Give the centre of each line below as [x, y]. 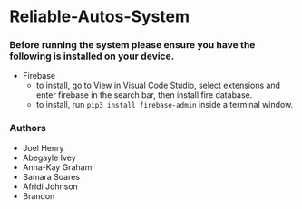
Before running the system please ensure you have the [132, 45]
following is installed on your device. [92, 56]
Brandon [39, 195]
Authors [28, 128]
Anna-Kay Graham [57, 167]
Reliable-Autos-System [100, 17]
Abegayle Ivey [49, 157]
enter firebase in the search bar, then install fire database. [144, 95]
